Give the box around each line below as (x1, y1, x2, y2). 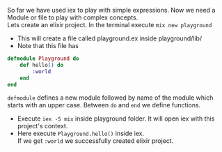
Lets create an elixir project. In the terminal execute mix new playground (7, 21, 212, 29)
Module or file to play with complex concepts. (7, 13, 138, 22)
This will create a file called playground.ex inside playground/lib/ (17, 34, 203, 43)
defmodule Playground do (7, 55, 79, 62)
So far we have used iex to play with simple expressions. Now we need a (7, 6, 216, 14)
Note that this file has (17, 42, 79, 50)
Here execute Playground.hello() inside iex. (17, 129, 145, 138)
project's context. (17, 122, 68, 130)
